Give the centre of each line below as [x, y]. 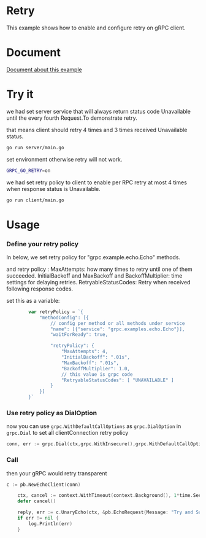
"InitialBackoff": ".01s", [96, 357]
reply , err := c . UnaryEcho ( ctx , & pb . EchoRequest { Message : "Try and [105, 513]
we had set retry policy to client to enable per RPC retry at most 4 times [97, 182]
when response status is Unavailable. [54, 189]
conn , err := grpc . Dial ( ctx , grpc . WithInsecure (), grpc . [78, 444]
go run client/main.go [35, 200]
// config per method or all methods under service [117, 323]
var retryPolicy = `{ [56, 312]
